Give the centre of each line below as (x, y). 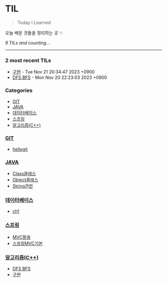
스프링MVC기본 (28, 243)
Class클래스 (24, 174)
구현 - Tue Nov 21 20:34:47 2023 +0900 (53, 72)
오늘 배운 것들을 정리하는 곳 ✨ (34, 32)
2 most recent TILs (28, 60)
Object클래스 (25, 180)
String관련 (23, 186)
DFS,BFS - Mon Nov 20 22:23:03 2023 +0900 (60, 77)
